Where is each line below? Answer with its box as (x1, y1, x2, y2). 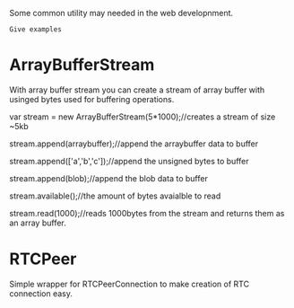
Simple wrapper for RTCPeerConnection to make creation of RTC (9, 278, 249, 289)
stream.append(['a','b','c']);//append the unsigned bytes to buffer (9, 155, 249, 166)
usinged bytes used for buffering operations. (9, 93, 175, 104)
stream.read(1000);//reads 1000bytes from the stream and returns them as (9, 207, 285, 218)
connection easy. (9, 287, 73, 299)
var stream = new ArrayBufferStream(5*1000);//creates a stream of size (9, 111, 276, 122)
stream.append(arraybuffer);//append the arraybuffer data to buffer (9, 138, 259, 149)
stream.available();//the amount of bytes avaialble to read (9, 190, 221, 201)
